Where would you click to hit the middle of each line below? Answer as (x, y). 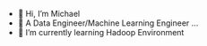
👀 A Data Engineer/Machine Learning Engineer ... (108, 23)
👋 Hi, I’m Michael (49, 14)
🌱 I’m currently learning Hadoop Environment (101, 32)
